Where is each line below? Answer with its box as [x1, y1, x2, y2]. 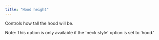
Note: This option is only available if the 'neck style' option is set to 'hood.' [5, 29, 155, 35]
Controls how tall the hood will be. [5, 20, 74, 26]
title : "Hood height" [5, 7, 49, 12]
